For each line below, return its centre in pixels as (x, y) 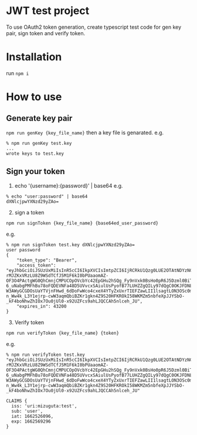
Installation (34, 57)
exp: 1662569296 (31, 421)
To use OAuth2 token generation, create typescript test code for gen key (94, 27)
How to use (34, 97)
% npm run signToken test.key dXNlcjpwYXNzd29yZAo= (70, 244)
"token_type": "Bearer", (47, 260)
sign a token (29, 212)
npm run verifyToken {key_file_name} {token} (62, 333)
